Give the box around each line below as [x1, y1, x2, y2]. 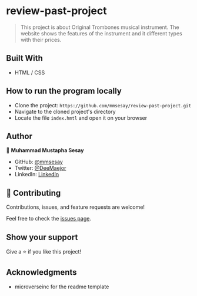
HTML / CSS [14, 69, 45, 76]
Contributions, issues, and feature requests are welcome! [6, 203, 145, 211]
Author [6, 131, 32, 141]
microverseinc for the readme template [14, 283, 109, 290]
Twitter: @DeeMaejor [14, 165, 66, 172]
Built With [6, 53, 43, 63]
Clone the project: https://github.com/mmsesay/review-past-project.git [14, 101, 192, 108]
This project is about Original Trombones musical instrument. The [20, 24, 179, 31]
